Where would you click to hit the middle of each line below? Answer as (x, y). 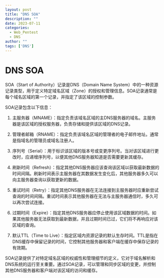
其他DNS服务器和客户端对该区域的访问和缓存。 (53, 270)
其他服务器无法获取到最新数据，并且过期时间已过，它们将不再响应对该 (87, 219)
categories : (17, 28)
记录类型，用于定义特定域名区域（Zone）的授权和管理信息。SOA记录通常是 (81, 91)
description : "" (22, 19)
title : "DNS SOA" (23, 14)
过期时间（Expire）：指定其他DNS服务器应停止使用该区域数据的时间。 (82, 213)
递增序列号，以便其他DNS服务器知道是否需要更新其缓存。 (87, 157)
